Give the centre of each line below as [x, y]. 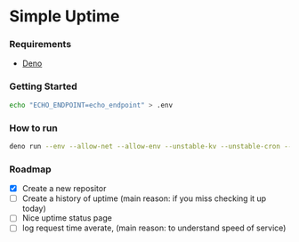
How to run [33, 128]
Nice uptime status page [67, 218]
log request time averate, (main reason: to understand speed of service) [154, 228]
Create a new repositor [64, 189]
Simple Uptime [65, 16]
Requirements [40, 44]
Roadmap [30, 169]
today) [34, 209]
